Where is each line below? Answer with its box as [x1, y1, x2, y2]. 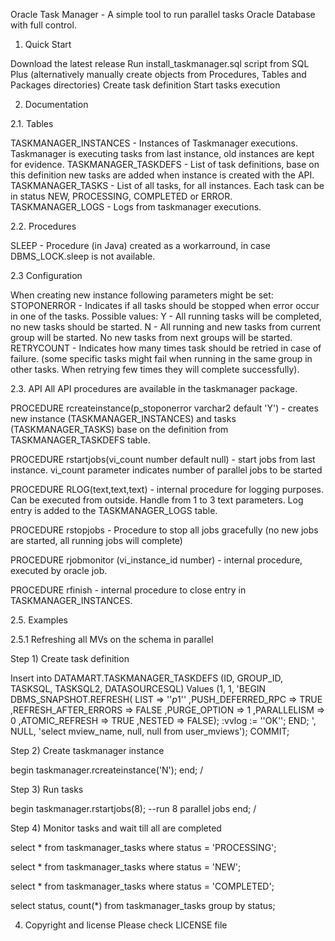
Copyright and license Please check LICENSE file [24, 919, 228, 931]
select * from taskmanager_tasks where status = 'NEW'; [10, 861, 242, 873]
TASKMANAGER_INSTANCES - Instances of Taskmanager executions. [10, 137, 298, 149]
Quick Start [24, 39, 72, 50]
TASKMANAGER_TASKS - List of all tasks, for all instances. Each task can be [10, 180, 325, 191]
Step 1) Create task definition [10, 653, 130, 664]
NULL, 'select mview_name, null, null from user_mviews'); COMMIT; [10, 725, 290, 737]
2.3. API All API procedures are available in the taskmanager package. [10, 383, 298, 394]
